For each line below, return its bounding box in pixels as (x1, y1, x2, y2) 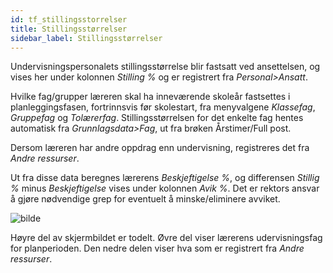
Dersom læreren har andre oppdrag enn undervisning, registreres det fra (10, 142, 310, 154)
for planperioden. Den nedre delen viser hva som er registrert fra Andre (10, 242, 305, 255)
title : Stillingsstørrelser (10, 24, 128, 34)
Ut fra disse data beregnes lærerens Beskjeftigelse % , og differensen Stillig (10, 172, 320, 184)
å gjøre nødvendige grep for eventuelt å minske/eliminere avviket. (10, 193, 281, 205)
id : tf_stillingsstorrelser (10, 14, 128, 25)
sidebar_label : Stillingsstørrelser (10, 33, 163, 43)
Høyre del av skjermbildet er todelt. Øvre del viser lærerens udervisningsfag (10, 232, 323, 244)
